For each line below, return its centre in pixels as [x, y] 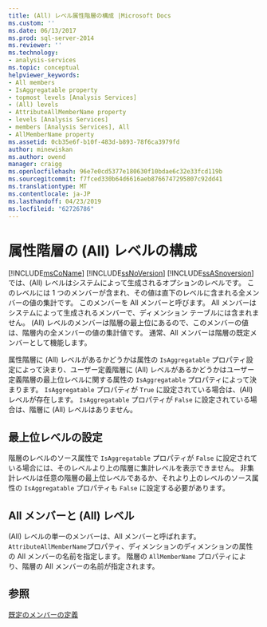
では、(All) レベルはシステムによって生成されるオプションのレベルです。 [127, 283]
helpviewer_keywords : [44, 75]
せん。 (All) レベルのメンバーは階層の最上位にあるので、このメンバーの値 [128, 323]
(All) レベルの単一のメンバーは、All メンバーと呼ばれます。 [104, 536]
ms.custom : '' [32, 23]
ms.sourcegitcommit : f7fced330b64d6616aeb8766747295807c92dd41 [116, 179]
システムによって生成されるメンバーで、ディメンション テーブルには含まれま [134, 313]
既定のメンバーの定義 [43, 614]
